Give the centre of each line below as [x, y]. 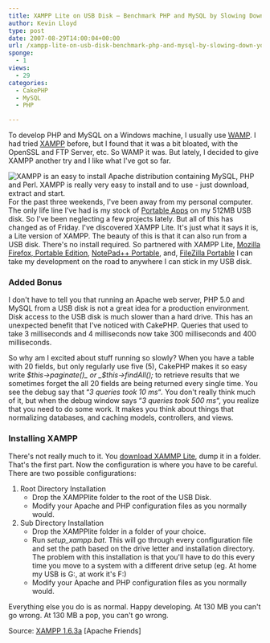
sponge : [21, 53]
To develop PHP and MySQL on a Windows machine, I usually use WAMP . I [132, 135]
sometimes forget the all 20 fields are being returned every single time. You [133, 384]
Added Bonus [35, 283]
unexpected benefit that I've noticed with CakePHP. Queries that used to [129, 325]
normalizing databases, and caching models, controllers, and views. [121, 417]
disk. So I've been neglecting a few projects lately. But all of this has [121, 219]
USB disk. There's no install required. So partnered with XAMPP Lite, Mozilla [135, 245]
